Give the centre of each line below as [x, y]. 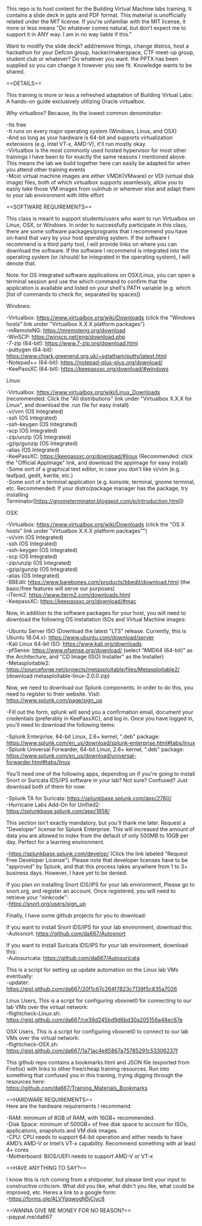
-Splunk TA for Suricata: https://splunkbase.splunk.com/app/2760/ [89, 798]
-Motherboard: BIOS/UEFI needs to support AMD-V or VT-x [80, 1156]
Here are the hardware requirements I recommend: [69, 1106]
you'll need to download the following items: [61, 725]
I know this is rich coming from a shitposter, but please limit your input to [96, 1180]
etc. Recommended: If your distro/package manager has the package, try [97, 488]
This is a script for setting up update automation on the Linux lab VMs [92, 970]
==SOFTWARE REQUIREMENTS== [49, 207]
